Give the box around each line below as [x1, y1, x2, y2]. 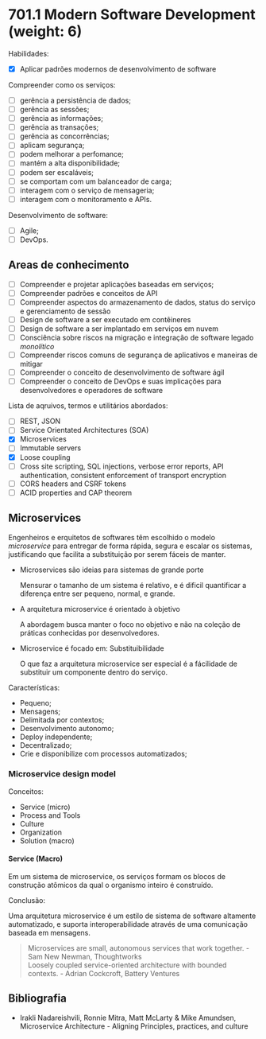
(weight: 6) [8, 22, 83, 41]
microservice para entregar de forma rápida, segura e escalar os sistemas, [8, 541, 253, 551]
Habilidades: [8, 49, 49, 58]
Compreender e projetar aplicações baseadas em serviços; [19, 279, 214, 289]
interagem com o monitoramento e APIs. [19, 194, 152, 204]
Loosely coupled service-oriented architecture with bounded [27, 960, 227, 970]
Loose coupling [19, 452, 71, 462]
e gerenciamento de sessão [19, 306, 111, 316]
